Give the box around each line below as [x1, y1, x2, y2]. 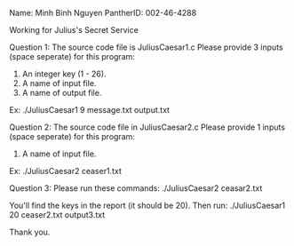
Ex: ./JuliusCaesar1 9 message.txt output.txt [9, 105, 171, 115]
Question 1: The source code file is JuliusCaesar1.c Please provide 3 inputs [9, 42, 283, 52]
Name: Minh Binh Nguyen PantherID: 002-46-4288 [9, 8, 197, 18]
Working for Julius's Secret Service [9, 25, 139, 35]
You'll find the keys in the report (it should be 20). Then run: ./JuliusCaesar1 [9, 200, 286, 210]
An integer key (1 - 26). [21, 68, 107, 79]
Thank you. [9, 226, 51, 237]
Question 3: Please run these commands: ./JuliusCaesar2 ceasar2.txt [9, 183, 263, 194]
